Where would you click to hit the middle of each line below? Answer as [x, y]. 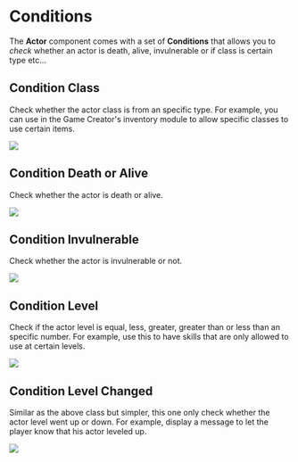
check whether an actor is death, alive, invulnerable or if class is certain [141, 50]
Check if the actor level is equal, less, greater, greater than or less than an [145, 327]
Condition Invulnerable [74, 239]
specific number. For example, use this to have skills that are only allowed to [149, 337]
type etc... [28, 60]
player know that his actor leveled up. [78, 431]
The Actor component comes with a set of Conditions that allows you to [143, 41]
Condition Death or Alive [79, 173]
